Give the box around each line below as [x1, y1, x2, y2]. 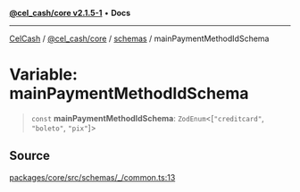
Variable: [9, 64, 79, 85]
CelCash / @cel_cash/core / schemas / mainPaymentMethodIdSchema [9, 33, 270, 44]
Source [9, 148, 51, 163]
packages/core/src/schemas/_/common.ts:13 [9, 171, 176, 182]
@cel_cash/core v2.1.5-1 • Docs [9, 8, 131, 18]
